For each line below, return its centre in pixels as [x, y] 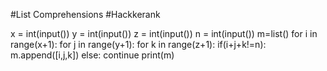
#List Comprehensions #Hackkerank [85, 14]
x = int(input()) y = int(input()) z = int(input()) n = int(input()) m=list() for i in [164, 33]
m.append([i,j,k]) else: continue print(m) [92, 55]
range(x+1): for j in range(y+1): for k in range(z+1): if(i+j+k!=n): [138, 44]
